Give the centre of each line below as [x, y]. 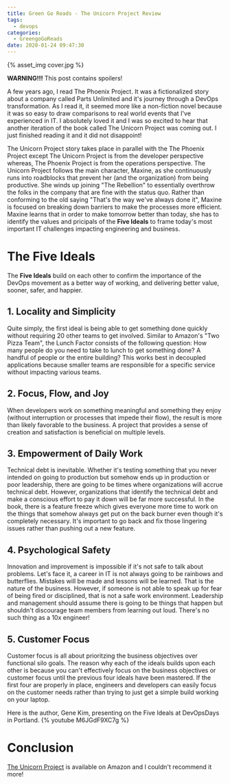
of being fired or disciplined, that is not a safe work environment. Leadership [115, 596]
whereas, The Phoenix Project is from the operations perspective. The [106, 163]
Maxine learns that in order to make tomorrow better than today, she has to [113, 214]
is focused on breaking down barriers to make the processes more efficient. [114, 207]
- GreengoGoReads [38, 39]
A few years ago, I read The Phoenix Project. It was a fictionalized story [108, 91]
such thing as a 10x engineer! [49, 618]
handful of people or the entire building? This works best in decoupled [106, 357]
